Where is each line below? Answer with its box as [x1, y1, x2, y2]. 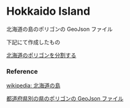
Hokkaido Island [6, 4, 91, 18]
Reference [6, 67, 38, 75]
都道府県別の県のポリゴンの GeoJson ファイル [6, 95, 124, 102]
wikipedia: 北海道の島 [6, 82, 61, 90]
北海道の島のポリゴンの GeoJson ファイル [6, 25, 113, 33]
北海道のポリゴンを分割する [6, 51, 77, 59]
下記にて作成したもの [6, 38, 60, 45]
